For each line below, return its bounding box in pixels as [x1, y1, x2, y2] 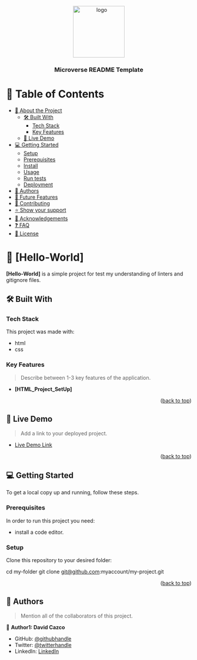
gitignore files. [6, 276, 41, 283]
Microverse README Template [54, 65, 143, 74]
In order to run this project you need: [6, 517, 95, 524]
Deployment [23, 180, 54, 188]
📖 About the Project [14, 107, 62, 114]
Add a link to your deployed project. [20, 429, 108, 436]
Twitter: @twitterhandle [14, 641, 72, 648]
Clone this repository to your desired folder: [6, 557, 112, 563]
